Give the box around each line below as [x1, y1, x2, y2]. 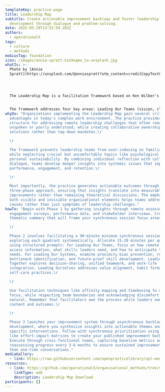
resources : [5, 361, 27, 366]
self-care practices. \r [9, 270, 58, 275]
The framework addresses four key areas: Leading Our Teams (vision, [9, 107, 155, 112]
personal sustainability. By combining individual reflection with [9, 157, 151, 161]
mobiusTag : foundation [5, 53, 52, 58]
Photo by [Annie [9, 67, 43, 72]
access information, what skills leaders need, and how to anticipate [9, 247, 157, 252]
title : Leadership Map [5, 12, 52, 17]
